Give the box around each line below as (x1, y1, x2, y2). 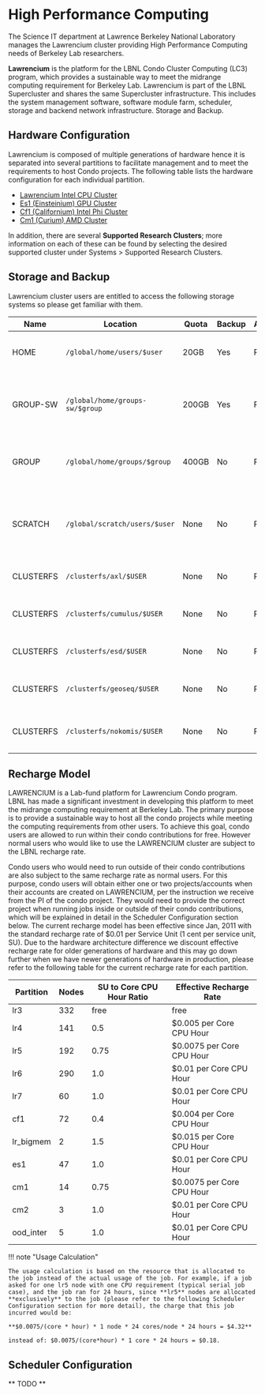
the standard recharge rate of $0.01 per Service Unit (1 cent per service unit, (8, 930, 256, 939)
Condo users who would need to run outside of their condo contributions (8, 863, 245, 872)
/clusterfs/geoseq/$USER (65, 684, 159, 693)
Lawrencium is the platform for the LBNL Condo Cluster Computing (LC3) (8, 63, 248, 73)
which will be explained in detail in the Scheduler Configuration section (8, 912, 239, 922)
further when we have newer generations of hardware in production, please (8, 954, 254, 964)
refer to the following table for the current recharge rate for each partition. (8, 963, 248, 972)
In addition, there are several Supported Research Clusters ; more (8, 231, 223, 240)
